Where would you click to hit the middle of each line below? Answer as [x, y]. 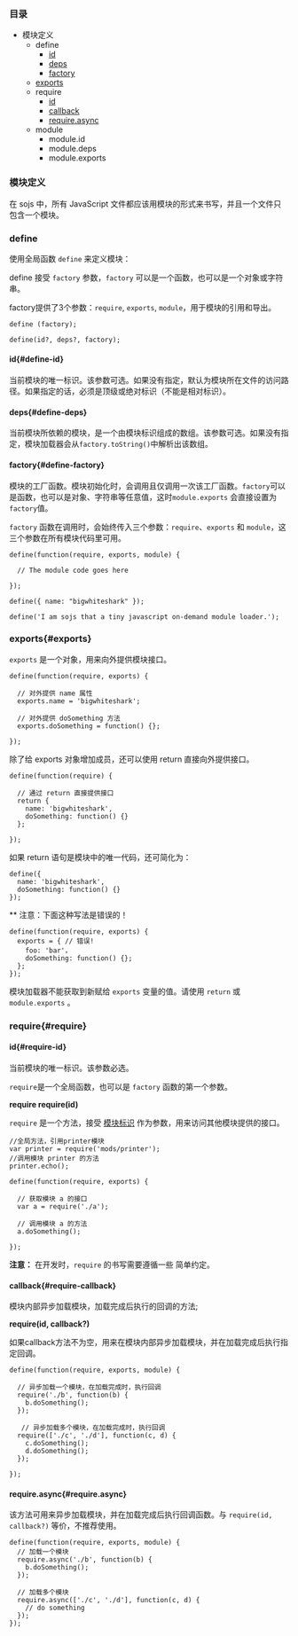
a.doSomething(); [49, 1231]
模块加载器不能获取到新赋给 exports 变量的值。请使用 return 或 [125, 991]
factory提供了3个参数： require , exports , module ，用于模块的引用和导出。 [143, 307]
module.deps [73, 149]
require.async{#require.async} [68, 1494]
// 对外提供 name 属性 [55, 693]
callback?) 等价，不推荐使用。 [65, 1526]
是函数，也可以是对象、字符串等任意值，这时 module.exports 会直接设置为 [143, 497]
